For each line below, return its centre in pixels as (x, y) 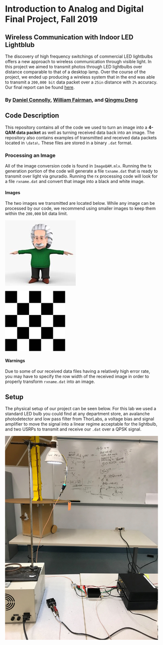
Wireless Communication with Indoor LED (69, 37)
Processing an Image (30, 155)
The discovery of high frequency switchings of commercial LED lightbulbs (79, 56)
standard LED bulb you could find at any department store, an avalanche (77, 414)
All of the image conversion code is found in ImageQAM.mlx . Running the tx (78, 166)
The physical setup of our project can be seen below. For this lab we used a (81, 409)
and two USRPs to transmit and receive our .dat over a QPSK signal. (73, 429)
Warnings (15, 361)
